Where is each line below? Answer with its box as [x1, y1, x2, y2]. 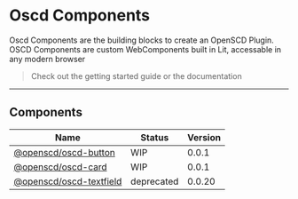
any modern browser [9, 53, 86, 64]
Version [187, 131, 222, 143]
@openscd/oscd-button [13, 146, 115, 158]
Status [140, 131, 169, 143]
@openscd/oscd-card [13, 161, 107, 173]
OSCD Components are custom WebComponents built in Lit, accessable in [9, 44, 282, 54]
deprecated [129, 175, 179, 187]
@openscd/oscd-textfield [13, 175, 122, 187]
